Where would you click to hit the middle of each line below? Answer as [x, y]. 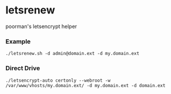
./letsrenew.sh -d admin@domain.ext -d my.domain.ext [73, 54]
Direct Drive [23, 68]
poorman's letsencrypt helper [41, 26]
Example [18, 41]
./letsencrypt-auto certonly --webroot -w [58, 80]
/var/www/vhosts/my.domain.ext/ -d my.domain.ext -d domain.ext [85, 85]
